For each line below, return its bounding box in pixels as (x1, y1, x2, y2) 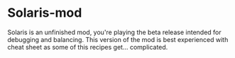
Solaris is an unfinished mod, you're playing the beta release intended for (7, 28, 222, 36)
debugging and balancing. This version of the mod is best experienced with (7, 35, 229, 43)
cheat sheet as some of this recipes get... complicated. (7, 43, 168, 51)
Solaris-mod (7, 5, 82, 21)
